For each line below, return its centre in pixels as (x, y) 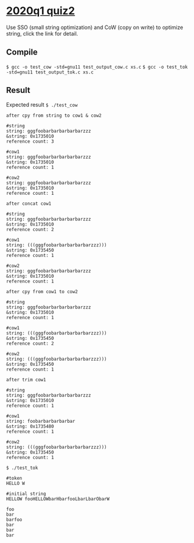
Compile (22, 52)
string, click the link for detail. (42, 33)
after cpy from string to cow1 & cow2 (54, 115)
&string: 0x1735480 (30, 426)
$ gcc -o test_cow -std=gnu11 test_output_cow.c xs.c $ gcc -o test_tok (97, 67)
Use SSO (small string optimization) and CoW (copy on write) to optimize (95, 27)
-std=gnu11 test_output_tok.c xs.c (50, 72)
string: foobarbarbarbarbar (41, 421)
